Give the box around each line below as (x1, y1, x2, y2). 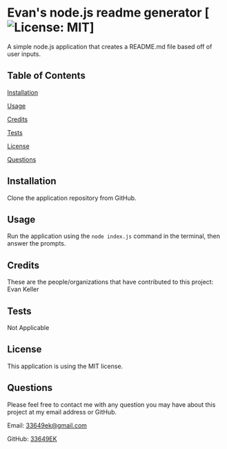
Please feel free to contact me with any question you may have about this (7, 400, 216, 409)
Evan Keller (7, 285, 39, 293)
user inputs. (7, 50, 41, 58)
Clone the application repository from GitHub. (7, 194, 137, 202)
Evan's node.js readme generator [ (7, 5, 210, 21)
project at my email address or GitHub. (7, 407, 117, 416)
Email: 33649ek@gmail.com (7, 421, 88, 430)
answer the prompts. (7, 239, 66, 248)
